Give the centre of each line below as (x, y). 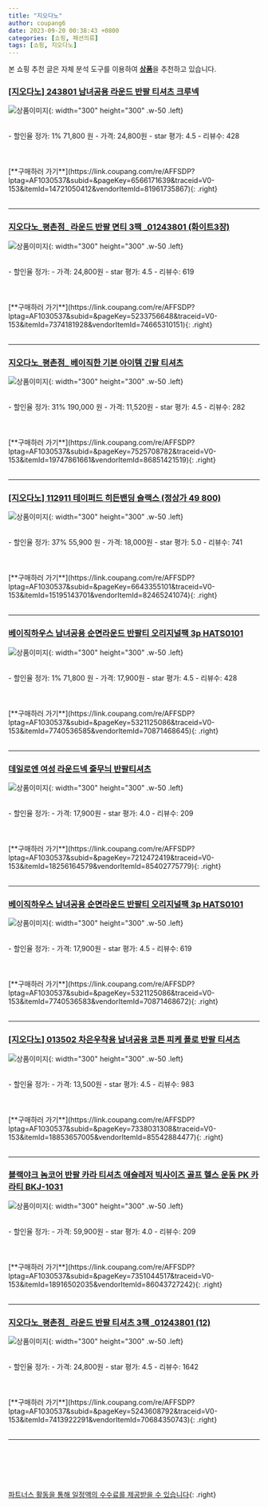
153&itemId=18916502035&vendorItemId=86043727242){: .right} (116, 1284)
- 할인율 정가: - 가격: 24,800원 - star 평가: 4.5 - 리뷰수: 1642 (104, 1367)
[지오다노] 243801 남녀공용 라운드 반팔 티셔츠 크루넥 (104, 92)
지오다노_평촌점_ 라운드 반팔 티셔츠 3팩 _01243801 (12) (110, 1323)
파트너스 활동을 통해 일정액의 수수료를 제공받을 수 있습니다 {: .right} (112, 1495)
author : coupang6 (37, 23)
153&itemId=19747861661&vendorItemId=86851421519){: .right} (112, 460)
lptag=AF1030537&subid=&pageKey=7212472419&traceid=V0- (111, 857)
